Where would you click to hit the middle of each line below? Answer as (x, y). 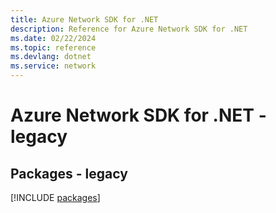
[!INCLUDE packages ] (55, 197)
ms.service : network (53, 66)
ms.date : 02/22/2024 (53, 38)
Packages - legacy (69, 173)
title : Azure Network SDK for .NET (84, 19)
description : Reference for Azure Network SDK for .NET (129, 29)
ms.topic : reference (53, 47)
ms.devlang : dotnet (51, 57)
